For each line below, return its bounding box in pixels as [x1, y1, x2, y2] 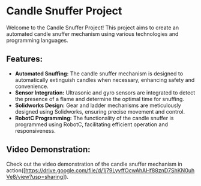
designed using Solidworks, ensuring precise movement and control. [14, 108, 185, 115]
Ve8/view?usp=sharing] [6, 173, 65, 180]
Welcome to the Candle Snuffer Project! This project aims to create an [6, 24, 179, 31]
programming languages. [6, 36, 68, 44]
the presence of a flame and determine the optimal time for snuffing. [14, 95, 185, 102]
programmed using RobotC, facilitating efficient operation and [14, 121, 169, 128]
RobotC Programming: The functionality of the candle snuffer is [14, 114, 174, 121]
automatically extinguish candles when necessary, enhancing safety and [14, 76, 195, 83]
